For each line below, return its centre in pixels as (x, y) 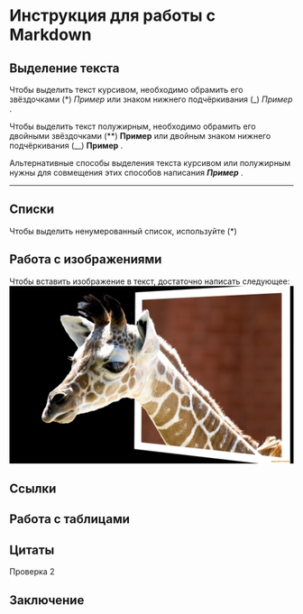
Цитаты (32, 550)
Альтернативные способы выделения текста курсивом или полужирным (150, 163)
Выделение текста (64, 68)
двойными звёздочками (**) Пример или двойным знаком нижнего (140, 136)
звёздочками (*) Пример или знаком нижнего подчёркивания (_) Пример (151, 99)
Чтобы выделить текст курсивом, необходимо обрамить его (126, 90)
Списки (32, 210)
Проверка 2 (32, 572)
